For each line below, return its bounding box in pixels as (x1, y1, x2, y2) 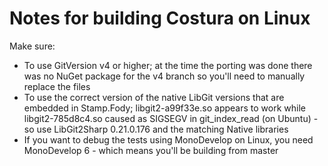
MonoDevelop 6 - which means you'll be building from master (23, 144, 279, 156)
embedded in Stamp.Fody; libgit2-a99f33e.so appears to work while (23, 102, 306, 114)
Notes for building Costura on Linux (9, 7, 311, 30)
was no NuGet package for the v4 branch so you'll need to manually (23, 70, 306, 82)
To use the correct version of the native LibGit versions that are (23, 91, 285, 103)
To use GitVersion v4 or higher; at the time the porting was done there (23, 59, 313, 71)
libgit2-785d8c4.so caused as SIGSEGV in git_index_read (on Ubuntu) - (23, 112, 319, 124)
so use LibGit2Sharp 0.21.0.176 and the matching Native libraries (23, 123, 289, 135)
